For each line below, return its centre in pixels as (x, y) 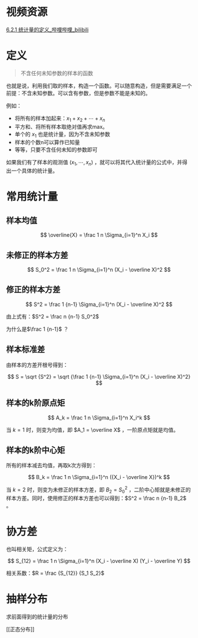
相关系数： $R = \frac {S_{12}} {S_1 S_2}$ (55, 573)
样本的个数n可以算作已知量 (47, 142)
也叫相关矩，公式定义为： (37, 549)
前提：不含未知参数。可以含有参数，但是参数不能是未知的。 (78, 93)
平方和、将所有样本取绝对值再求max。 (61, 126)
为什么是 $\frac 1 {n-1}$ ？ (37, 329)
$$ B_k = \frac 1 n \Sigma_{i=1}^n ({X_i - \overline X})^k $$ (99, 477)
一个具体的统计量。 (34, 171)
